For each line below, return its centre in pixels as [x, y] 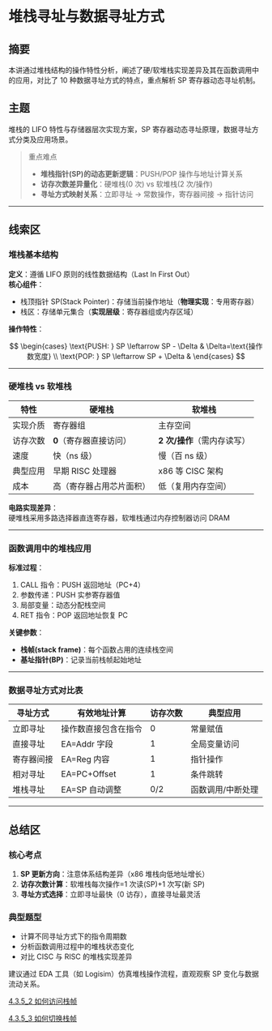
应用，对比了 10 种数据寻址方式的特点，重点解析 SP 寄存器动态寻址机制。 [138, 80]
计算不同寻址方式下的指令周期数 [73, 936]
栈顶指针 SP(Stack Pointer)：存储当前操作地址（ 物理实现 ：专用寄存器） [139, 302]
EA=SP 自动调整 [91, 789]
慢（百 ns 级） [185, 456]
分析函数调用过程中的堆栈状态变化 [77, 947]
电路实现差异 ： [33, 507]
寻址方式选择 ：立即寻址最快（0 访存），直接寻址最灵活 [110, 894]
